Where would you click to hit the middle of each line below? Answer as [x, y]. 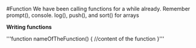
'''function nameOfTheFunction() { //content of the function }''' [85, 39]
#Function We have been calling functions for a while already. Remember [98, 9]
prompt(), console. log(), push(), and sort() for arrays [73, 15]
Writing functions [29, 27]
